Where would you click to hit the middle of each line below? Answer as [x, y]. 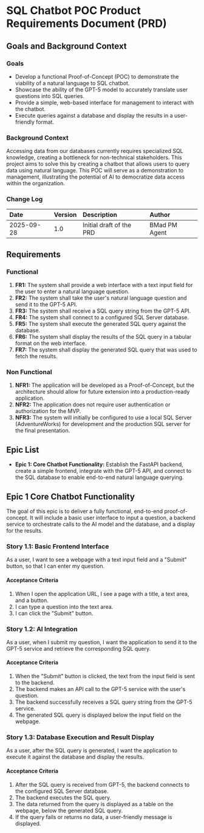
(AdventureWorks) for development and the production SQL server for [103, 424]
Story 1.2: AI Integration [42, 629]
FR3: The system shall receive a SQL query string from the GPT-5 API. [103, 311]
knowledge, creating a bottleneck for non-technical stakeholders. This [94, 158]
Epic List [23, 449]
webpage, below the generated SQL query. [69, 810]
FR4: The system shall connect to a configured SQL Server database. [102, 317]
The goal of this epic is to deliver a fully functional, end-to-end [85, 511]
